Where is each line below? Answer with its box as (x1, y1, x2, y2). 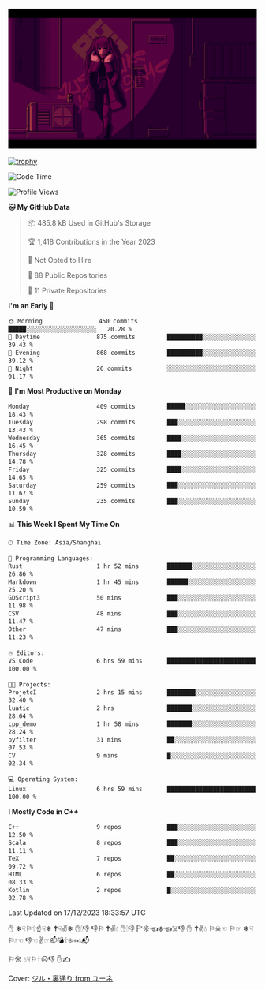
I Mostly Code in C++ (8, 806, 79, 816)
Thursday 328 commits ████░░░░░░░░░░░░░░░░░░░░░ (8, 450, 256, 458)
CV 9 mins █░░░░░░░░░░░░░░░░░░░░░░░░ (8, 751, 256, 760)
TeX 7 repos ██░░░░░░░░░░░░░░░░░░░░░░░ (8, 854, 256, 862)
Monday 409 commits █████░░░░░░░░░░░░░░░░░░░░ (8, 402, 256, 410)
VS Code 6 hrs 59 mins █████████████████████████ (8, 656, 256, 665)
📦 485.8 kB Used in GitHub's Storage (27, 218, 151, 227)
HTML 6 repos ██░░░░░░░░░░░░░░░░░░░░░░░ (8, 870, 256, 878)
